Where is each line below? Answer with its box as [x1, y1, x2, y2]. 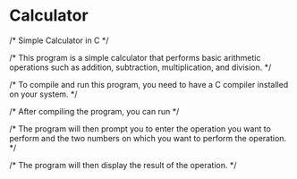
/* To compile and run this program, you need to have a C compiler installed [9, 79, 289, 89]
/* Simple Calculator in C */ [9, 35, 109, 46]
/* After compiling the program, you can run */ [9, 106, 180, 116]
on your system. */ [9, 89, 78, 99]
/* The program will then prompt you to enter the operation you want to [9, 123, 271, 134]
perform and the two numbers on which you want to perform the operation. [9, 132, 287, 143]
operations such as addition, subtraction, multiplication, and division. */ [9, 62, 272, 72]
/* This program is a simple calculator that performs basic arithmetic [9, 52, 261, 63]
